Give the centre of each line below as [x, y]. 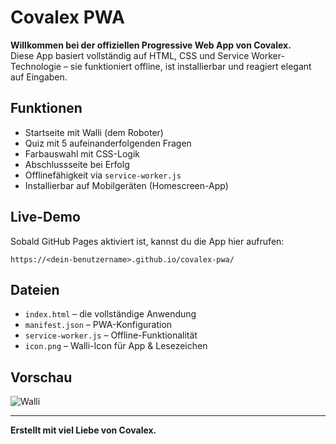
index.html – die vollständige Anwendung [110, 314]
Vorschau [41, 377]
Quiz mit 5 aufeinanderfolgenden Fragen [108, 143]
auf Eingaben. [39, 77]
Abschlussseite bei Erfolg [77, 164]
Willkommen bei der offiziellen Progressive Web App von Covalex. [151, 45]
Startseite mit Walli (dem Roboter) [94, 132]
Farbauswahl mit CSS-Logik [82, 153]
